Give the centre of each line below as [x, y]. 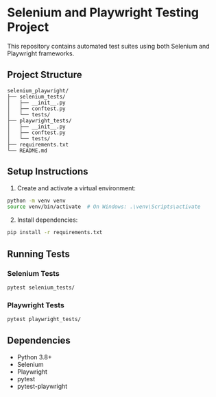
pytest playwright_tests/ [44, 320]
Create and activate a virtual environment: [76, 188]
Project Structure [45, 75]
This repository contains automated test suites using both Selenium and [109, 46]
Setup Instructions [48, 171]
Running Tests [38, 254]
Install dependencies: [47, 220]
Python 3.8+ [35, 357]
